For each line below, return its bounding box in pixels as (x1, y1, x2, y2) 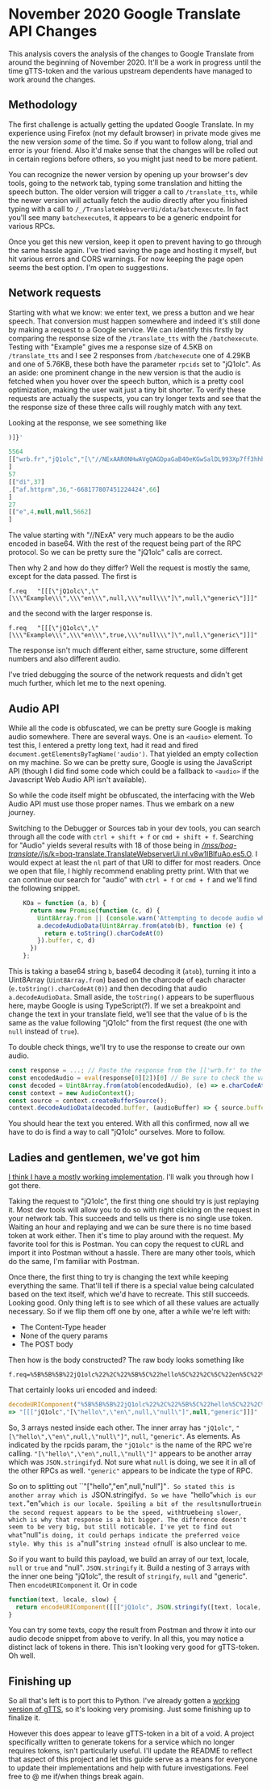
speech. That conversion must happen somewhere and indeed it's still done (8, 316, 261, 326)
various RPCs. (8, 221, 56, 230)
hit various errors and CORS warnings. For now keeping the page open (8, 254, 244, 264)
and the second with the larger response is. (8, 608, 153, 619)
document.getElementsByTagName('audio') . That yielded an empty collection (8, 749, 259, 759)
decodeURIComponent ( (8, 1401, 78, 1409)
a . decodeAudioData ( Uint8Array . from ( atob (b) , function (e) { (37, 921, 244, 930)
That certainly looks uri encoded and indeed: (8, 1385, 157, 1395)
